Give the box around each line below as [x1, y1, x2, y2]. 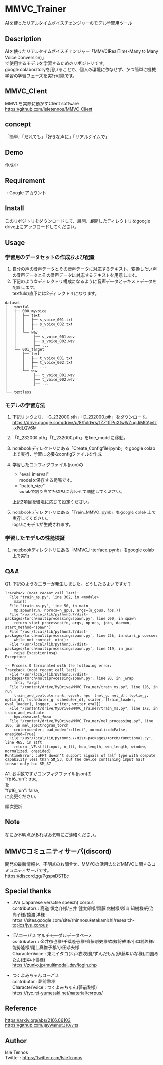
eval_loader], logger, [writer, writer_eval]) [5, 701, 101, 706]
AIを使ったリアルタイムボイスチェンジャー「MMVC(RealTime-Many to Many [5, 48, 158, 54]
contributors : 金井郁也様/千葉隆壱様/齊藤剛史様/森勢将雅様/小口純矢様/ [12, 939, 155, 944]
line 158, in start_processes [96, 633, 158, 638]
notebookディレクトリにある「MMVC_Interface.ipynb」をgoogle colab [12, 547, 154, 553]
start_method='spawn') [5, 625, 51, 630]
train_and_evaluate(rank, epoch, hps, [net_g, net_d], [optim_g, [14, 693, 149, 698]
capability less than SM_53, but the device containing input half [5, 757, 145, 762]
